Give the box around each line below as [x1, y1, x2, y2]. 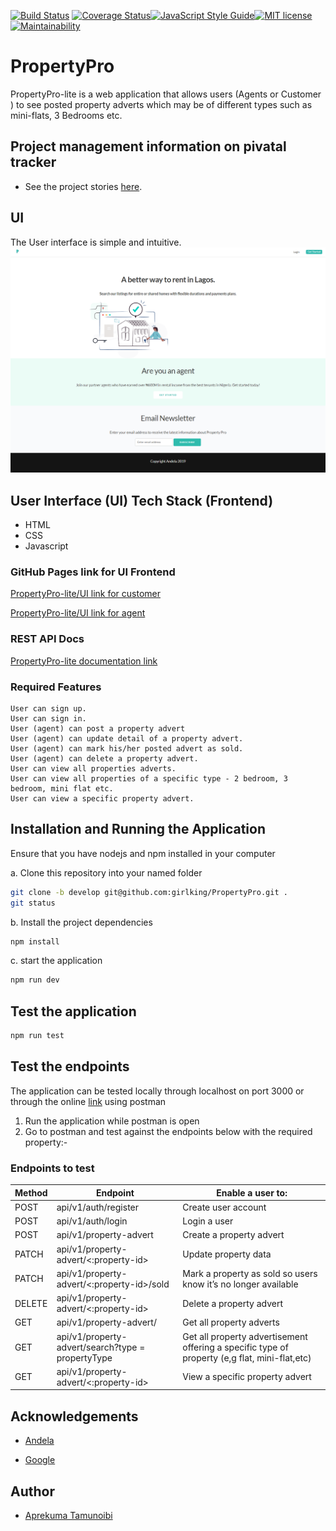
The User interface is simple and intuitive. [10, 236, 182, 248]
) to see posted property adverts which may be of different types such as [10, 98, 313, 110]
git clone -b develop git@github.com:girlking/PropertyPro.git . [10, 887, 288, 897]
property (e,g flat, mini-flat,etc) [182, 1351, 312, 1364]
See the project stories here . [24, 180, 143, 192]
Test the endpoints [10, 1058, 130, 1075]
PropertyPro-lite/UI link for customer [10, 588, 161, 600]
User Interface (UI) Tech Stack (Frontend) [10, 492, 274, 509]
